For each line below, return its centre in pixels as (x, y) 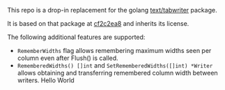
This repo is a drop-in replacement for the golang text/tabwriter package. (112, 10)
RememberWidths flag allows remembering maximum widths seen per (114, 51)
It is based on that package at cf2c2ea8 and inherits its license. (98, 23)
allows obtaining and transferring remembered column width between (117, 73)
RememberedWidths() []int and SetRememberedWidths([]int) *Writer (115, 65)
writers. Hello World (46, 80)
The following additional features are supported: (76, 37)
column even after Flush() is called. (68, 58)
